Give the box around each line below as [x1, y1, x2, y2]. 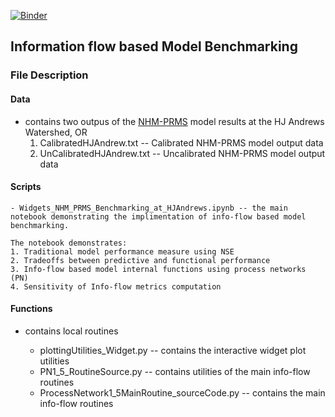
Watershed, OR [24, 126, 88, 138]
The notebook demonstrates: [10, 238, 128, 248]
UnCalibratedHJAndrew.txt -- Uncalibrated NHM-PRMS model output [39, 147, 326, 159]
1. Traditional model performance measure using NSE [10, 246, 235, 257]
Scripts [10, 181, 42, 193]
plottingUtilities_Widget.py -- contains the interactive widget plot [39, 344, 307, 356]
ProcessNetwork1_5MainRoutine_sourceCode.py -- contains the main [39, 386, 326, 399]
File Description [10, 68, 89, 82]
